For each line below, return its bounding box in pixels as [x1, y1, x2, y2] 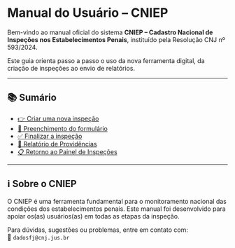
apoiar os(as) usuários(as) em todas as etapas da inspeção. [7, 212, 180, 220]
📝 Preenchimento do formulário [17, 124, 108, 132]
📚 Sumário [7, 92, 57, 104]
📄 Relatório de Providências [17, 139, 97, 148]
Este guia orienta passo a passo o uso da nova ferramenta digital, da [7, 56, 205, 64]
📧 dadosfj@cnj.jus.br [7, 233, 70, 241]
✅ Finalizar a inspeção [17, 132, 83, 140]
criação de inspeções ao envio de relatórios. [7, 64, 135, 72]
